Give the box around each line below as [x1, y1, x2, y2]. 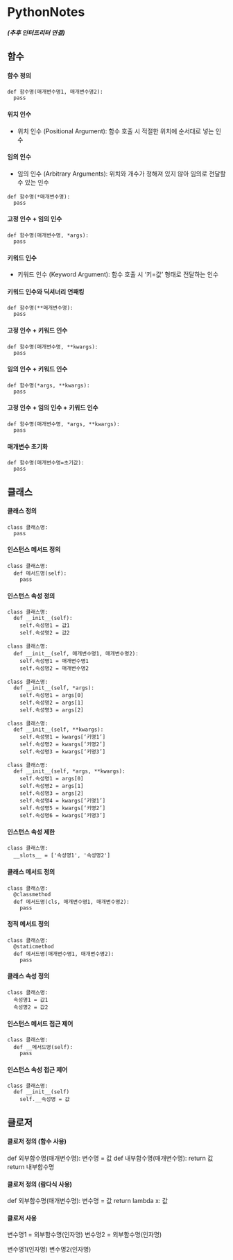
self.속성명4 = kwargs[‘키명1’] [19, 798, 106, 805]
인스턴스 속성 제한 [7, 828, 55, 836]
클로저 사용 [7, 1213, 37, 1222]
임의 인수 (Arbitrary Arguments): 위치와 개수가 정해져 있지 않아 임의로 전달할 [17, 169, 226, 178]
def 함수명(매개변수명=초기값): [7, 460, 85, 467]
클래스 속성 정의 [7, 972, 50, 980]
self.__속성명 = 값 [19, 1096, 70, 1103]
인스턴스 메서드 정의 [7, 546, 61, 554]
